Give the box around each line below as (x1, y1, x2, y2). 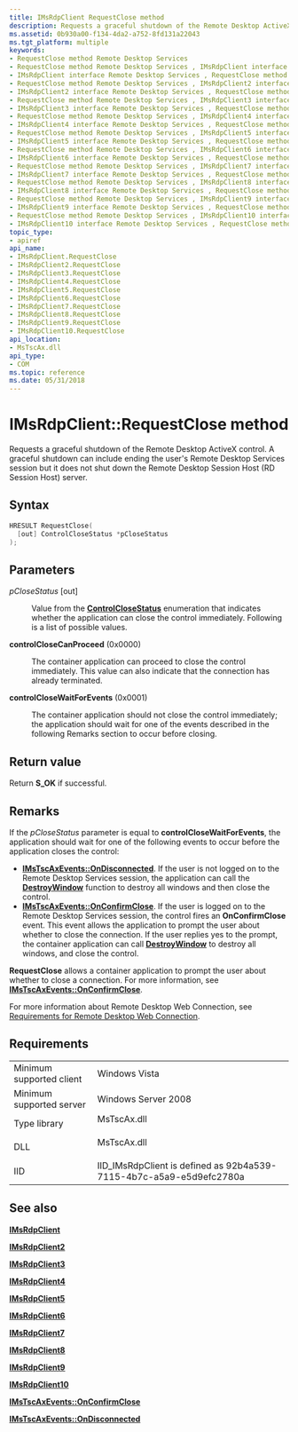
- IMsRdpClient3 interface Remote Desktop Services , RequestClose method (9, 104, 292, 113)
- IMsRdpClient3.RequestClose (9, 269, 122, 278)
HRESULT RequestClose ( (9, 521, 93, 530)
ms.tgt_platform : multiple (9, 37, 109, 47)
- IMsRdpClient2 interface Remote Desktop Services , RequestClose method (9, 87, 292, 96)
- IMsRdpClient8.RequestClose (9, 310, 122, 320)
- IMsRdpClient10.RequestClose (9, 327, 125, 336)
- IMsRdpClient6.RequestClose (9, 294, 122, 303)
